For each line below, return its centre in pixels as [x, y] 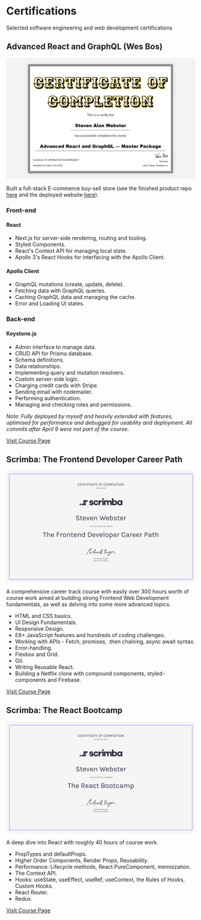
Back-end [21, 319]
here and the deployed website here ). [52, 195]
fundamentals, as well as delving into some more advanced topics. [88, 604]
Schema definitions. [40, 360]
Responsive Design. [39, 628]
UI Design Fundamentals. [46, 622]
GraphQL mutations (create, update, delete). [70, 285]
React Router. [31, 892]
